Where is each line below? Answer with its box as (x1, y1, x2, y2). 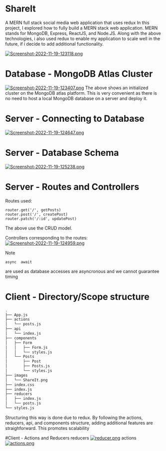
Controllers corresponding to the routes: (5, 235, 88, 241)
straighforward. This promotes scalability (5, 425, 90, 431)
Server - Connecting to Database (5, 113, 145, 124)
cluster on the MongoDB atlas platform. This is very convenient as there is (5, 90, 157, 96)
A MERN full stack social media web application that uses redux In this (5, 20, 150, 26)
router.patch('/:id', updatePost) (5, 216, 77, 221)
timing (5, 274, 18, 280)
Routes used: (5, 197, 32, 203)
